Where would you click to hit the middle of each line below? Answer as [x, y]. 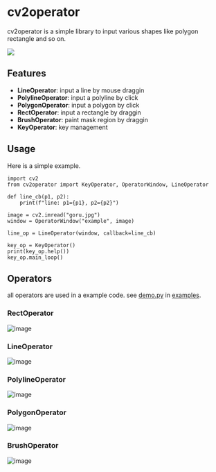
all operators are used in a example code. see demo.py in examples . [104, 295]
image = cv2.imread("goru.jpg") [54, 215]
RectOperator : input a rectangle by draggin [79, 112]
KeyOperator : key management [63, 127]
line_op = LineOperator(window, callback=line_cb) [82, 233]
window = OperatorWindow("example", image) [71, 221]
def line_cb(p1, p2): [38, 196]
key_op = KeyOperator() [42, 245]
